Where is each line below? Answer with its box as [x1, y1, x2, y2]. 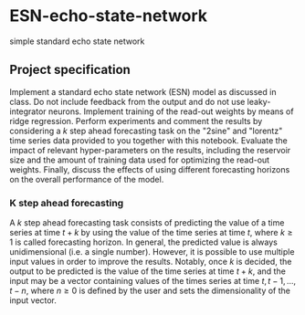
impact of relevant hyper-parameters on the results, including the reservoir [9, 144, 291, 155]
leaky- [247, 96, 271, 107]
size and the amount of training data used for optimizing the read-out [9, 154, 270, 165]
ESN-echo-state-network [9, 5, 208, 26]
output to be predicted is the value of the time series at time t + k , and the [9, 266, 286, 277]
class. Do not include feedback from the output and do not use [9, 96, 246, 107]
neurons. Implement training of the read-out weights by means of [48, 106, 294, 117]
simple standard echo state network [9, 36, 145, 47]
